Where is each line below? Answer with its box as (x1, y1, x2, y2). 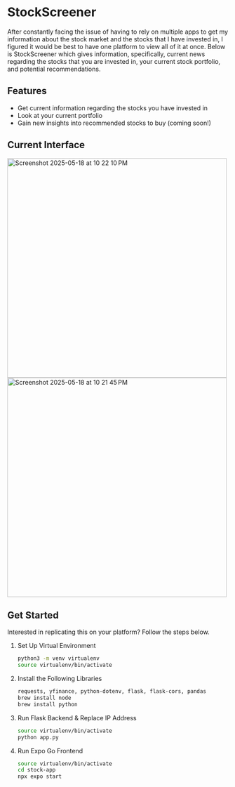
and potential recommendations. (7, 65, 101, 73)
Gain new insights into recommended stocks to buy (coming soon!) (17, 119, 212, 127)
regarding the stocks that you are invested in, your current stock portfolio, (7, 57, 221, 65)
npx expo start (17, 773, 62, 780)
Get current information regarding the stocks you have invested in (17, 103, 208, 112)
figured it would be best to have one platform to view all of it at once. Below (7, 42, 226, 51)
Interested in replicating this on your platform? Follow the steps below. (7, 628, 210, 636)
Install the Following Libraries (17, 675, 102, 683)
